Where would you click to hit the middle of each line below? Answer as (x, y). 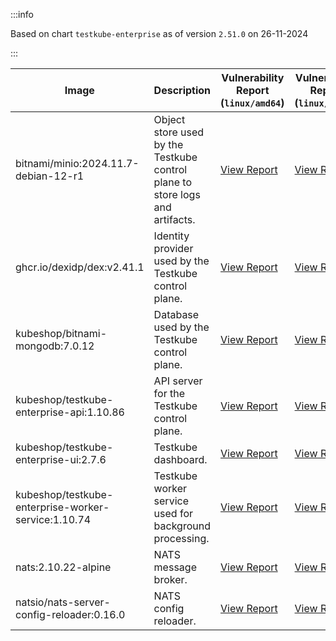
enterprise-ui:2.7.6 (61, 459)
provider (173, 248)
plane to (172, 182)
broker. (170, 579)
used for (173, 513)
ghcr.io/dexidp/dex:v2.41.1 (80, 267)
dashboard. (180, 459)
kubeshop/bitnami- (61, 333)
